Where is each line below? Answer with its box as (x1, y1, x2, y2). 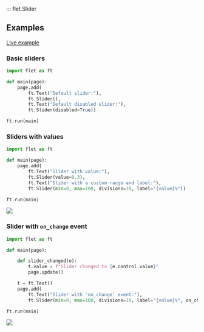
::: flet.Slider (6, 5, 37, 12)
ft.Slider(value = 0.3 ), (28, 174, 86, 180)
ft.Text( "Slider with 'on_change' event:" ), (28, 291, 143, 297)
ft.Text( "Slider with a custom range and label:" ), (28, 179, 162, 186)
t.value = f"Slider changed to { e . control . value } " (28, 264, 159, 270)
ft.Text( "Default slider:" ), (28, 90, 102, 96)
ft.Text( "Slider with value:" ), (28, 168, 110, 175)
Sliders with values (6, 133, 64, 141)
